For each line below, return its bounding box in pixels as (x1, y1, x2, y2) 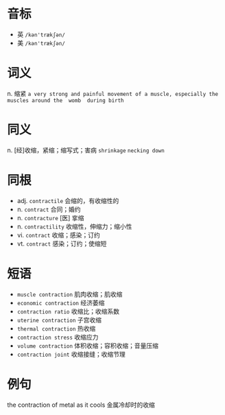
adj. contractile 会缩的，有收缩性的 (16, 196, 119, 204)
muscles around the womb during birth (7, 97, 125, 104)
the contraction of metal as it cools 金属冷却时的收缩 (7, 401, 156, 409)
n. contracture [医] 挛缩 (16, 213, 84, 222)
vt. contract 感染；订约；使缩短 (16, 239, 107, 248)
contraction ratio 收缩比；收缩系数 (16, 307, 120, 316)
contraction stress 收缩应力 (16, 333, 99, 341)
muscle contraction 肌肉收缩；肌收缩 (16, 289, 123, 298)
